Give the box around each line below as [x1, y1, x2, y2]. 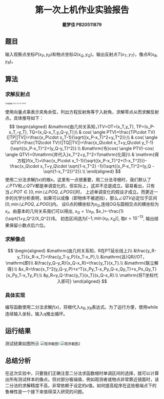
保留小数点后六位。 [9, 223, 48, 228]
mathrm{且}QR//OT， [104, 254, 147, 260]
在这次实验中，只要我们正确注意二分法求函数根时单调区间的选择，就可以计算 [5, 371, 159, 376]
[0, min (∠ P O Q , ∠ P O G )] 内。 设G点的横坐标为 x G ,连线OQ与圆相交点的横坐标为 [5, 201, 159, 208]
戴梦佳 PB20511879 [62, 22, 102, 27]
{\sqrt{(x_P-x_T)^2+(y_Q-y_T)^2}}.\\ [10, 146, 81, 151]
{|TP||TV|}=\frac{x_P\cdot [6, 134, 59, 140]
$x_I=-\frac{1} [96, 208, 124, 214]
